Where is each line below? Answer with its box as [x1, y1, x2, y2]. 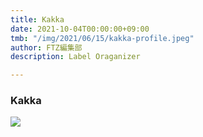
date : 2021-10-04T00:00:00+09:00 [10, 24, 150, 34]
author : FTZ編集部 [10, 42, 83, 53]
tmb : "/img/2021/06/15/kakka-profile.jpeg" [10, 33, 195, 43]
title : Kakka [10, 14, 65, 25]
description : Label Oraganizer [10, 52, 141, 62]
